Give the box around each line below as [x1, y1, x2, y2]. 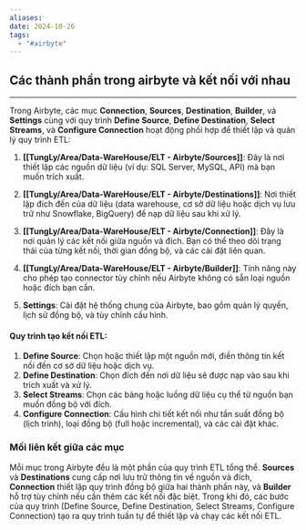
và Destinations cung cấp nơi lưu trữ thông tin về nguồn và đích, [9, 471, 252, 483]
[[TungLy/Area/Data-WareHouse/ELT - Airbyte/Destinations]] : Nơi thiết [22, 189, 296, 200]
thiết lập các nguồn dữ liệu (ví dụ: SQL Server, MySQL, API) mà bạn [22, 161, 276, 173]
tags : [9, 30, 30, 39]
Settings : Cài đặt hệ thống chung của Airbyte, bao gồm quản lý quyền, [22, 300, 289, 311]
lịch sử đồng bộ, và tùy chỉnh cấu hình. [22, 310, 168, 321]
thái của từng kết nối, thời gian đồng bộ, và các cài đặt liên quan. [22, 245, 266, 256]
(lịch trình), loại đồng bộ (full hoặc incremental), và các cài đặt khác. [22, 418, 280, 429]
